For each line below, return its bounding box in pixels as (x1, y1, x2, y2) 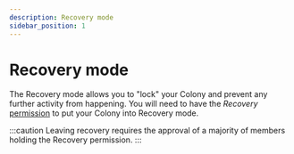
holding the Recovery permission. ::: (9, 134, 142, 145)
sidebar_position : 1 (9, 21, 87, 30)
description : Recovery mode (9, 12, 114, 22)
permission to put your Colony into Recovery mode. (9, 108, 199, 118)
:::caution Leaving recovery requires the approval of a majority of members (9, 126, 286, 136)
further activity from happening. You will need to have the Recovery (9, 99, 258, 109)
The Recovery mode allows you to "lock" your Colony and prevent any (9, 89, 268, 100)
